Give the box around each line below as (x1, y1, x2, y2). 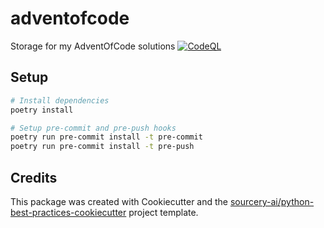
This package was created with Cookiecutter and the (10, 195, 229, 207)
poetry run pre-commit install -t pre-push (10, 142, 195, 152)
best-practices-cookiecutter (10, 206, 127, 218)
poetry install (10, 105, 74, 115)
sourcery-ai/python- (229, 195, 315, 207)
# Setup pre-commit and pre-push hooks (10, 123, 177, 133)
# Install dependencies (10, 95, 110, 106)
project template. (128, 206, 199, 218)
